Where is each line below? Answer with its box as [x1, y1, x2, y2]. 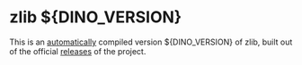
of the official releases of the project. [9, 45, 147, 56]
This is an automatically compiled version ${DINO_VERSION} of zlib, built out [9, 37, 293, 47]
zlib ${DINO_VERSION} [9, 7, 182, 28]
